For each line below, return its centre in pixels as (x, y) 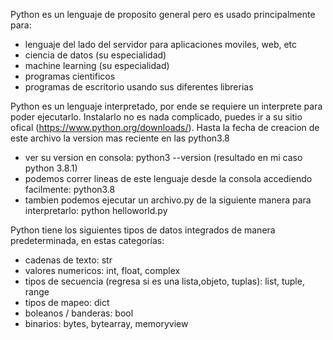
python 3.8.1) (51, 168)
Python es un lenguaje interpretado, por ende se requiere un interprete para (166, 106)
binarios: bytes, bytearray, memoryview (106, 323)
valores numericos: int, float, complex (102, 270)
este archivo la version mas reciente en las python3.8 (120, 138)
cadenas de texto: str (68, 260)
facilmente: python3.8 (70, 189)
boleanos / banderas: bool (79, 313)
